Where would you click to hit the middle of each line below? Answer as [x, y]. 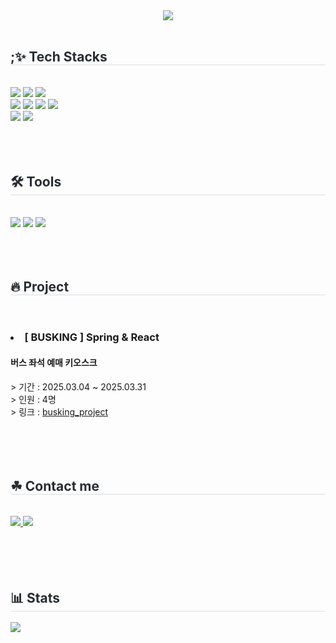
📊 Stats [35, 597]
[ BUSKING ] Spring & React [92, 337]
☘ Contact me [55, 485]
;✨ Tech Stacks [59, 57]
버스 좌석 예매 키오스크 [54, 362]
